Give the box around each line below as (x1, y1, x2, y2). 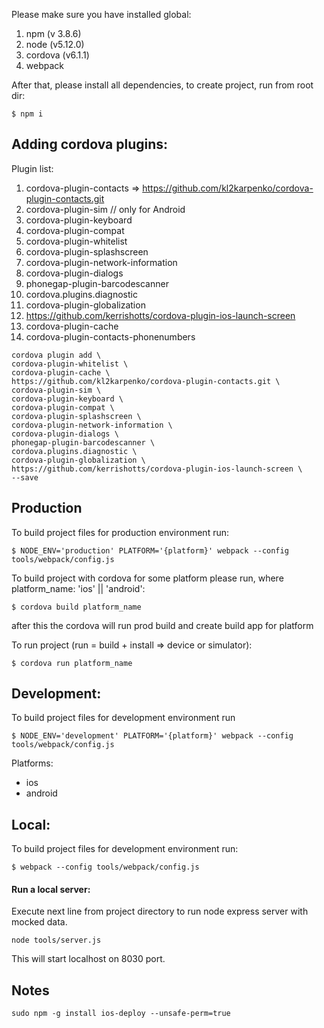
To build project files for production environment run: (11, 526, 230, 538)
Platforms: (11, 757, 54, 769)
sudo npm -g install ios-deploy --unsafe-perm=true (11, 1009, 231, 1019)
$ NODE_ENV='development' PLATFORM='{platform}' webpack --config (11, 731, 294, 741)
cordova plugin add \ (11, 350, 102, 360)
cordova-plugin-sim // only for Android (25, 203, 186, 215)
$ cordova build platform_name (11, 602, 142, 612)
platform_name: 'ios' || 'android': (11, 582, 146, 594)
